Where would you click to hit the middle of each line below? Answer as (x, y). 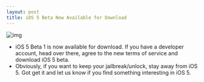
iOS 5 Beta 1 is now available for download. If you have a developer (100, 47)
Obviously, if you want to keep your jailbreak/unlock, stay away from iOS (106, 66)
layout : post (23, 12)
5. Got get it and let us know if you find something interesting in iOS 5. (103, 72)
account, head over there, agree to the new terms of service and (97, 53)
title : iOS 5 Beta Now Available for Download (67, 18)
